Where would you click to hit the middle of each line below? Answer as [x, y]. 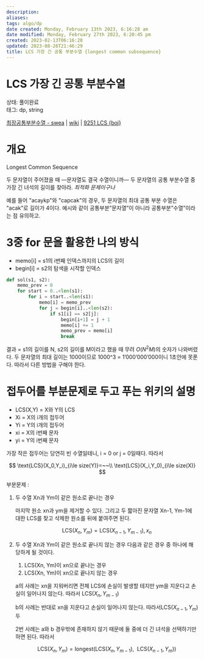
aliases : [17, 18]
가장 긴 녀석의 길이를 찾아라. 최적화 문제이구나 [61, 187]
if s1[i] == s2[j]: [74, 314]
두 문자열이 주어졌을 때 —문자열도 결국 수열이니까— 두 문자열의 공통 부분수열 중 [101, 179]
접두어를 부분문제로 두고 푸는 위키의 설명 [101, 392]
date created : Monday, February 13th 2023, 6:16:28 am [77, 29]
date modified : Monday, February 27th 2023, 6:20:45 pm [79, 35]
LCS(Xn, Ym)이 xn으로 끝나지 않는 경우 [71, 573]
